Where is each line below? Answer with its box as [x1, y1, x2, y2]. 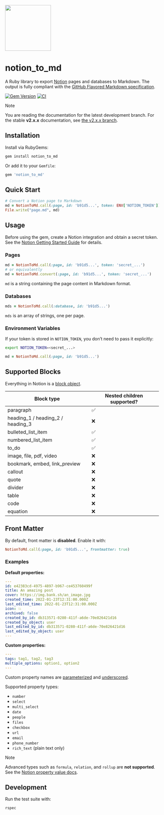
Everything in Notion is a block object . [5, 380, 82, 386]
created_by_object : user [5, 620, 56, 625]
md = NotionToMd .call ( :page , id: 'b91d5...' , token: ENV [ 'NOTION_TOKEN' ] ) [5, 203, 161, 208]
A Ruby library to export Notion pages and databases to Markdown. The [5, 78, 150, 84]
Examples [5, 559, 29, 565]
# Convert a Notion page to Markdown [5, 199, 82, 204]
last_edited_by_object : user [5, 629, 64, 634]
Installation [5, 131, 40, 140]
